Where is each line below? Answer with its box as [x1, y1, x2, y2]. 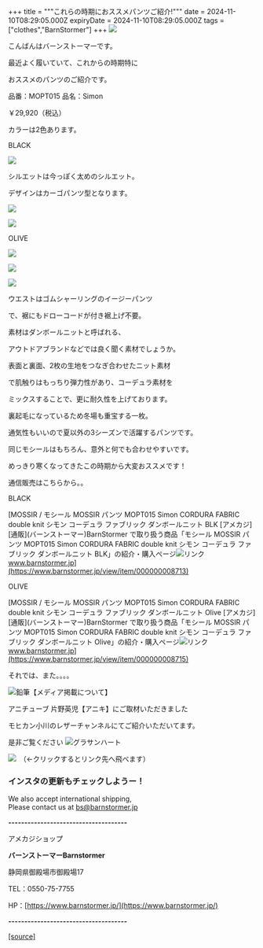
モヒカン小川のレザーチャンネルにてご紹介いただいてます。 [8, 721, 200, 730]
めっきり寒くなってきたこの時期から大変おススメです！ [8, 461, 187, 470]
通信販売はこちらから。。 [8, 478, 88, 487]
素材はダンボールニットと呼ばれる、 [8, 327, 126, 337]
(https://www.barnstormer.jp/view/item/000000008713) [8, 566, 189, 576]
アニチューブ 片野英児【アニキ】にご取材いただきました [8, 704, 188, 714]
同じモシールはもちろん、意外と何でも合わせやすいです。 [8, 444, 194, 454]
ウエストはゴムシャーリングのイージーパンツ [8, 294, 153, 303]
